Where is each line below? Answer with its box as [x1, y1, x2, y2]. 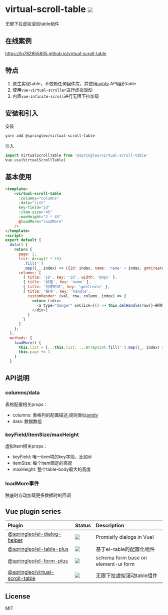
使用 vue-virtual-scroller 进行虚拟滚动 [12, 87, 92, 93]
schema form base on [95, 554, 147, 561]
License [5, 592, 30, 600]
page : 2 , [18, 252, 37, 257]
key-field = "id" [18, 205, 50, 210]
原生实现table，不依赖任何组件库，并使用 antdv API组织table [12, 80, 136, 86]
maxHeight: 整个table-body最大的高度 [12, 466, 91, 472]
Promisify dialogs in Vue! [95, 534, 154, 541]
